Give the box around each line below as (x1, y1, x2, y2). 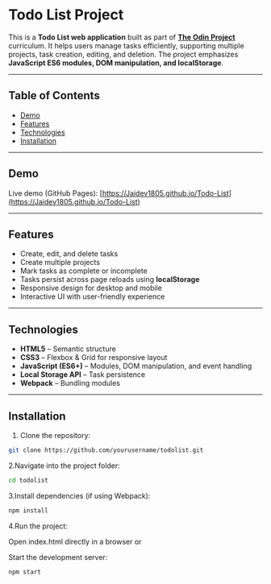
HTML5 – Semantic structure (19, 344, 117, 354)
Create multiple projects (19, 258, 101, 267)
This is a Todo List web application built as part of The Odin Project (8, 32, 236, 42)
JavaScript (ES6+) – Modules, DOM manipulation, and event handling (19, 361, 252, 371)
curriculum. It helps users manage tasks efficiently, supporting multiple (8, 40, 244, 50)
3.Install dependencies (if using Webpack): (8, 491, 151, 500)
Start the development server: (8, 552, 108, 561)
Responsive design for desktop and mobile (19, 284, 163, 293)
